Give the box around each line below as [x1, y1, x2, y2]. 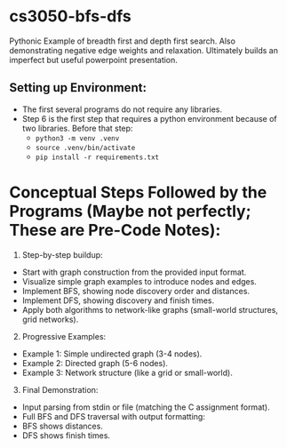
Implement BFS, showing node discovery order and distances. [21, 285, 251, 296]
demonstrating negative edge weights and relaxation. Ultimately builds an [9, 44, 278, 55]
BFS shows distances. [21, 420, 104, 431]
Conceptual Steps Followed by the [9, 182, 267, 202]
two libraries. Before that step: [21, 123, 133, 133]
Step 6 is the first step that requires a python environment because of [21, 113, 277, 124]
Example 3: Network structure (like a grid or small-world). [21, 367, 233, 378]
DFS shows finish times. [21, 429, 111, 441]
